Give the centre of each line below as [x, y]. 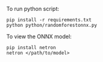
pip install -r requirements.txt [49, 20]
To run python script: [33, 9]
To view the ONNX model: [39, 36]
